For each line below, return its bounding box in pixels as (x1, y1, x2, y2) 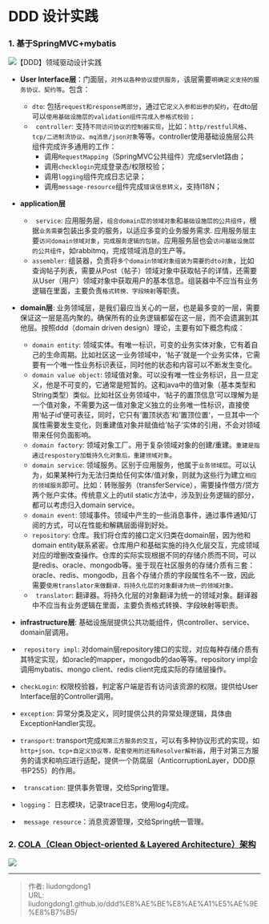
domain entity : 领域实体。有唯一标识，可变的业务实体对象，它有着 (31, 340, 251, 349)
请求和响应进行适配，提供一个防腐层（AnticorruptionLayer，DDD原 (34, 756, 256, 765)
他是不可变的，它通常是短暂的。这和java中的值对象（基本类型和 (46, 380, 256, 389)
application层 (19, 199, 66, 208)
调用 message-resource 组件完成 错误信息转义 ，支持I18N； (43, 182, 222, 192)
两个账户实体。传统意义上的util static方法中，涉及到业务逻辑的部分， (31, 490, 259, 500)
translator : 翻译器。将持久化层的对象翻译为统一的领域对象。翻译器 (35, 591, 259, 600)
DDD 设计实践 (8, 7, 98, 26)
